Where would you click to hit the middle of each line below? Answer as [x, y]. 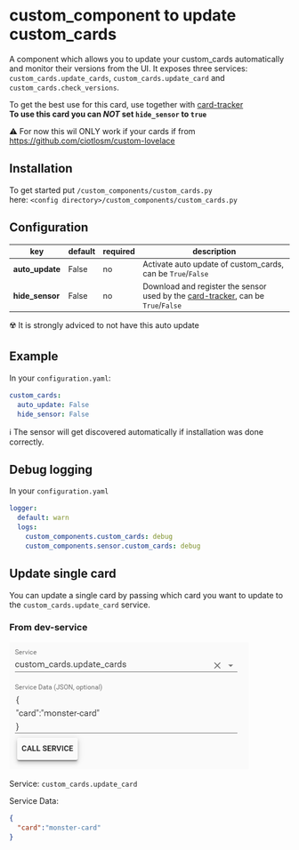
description [214, 252]
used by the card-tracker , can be [203, 295]
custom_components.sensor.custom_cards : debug [113, 546]
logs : [28, 527]
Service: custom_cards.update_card [73, 783]
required [119, 252]
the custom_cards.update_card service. [80, 605]
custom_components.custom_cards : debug [99, 536]
